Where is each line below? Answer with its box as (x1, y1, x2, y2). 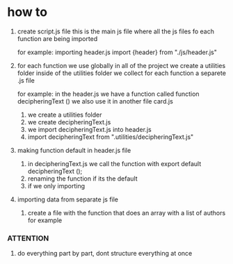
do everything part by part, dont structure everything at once (17, 249, 193, 258)
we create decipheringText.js (27, 117, 111, 126)
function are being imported (17, 34, 98, 42)
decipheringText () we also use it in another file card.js (17, 97, 174, 105)
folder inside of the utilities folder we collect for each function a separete (17, 69, 226, 77)
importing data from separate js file (17, 195, 119, 204)
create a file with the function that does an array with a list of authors (27, 208, 226, 217)
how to (7, 4, 47, 20)
